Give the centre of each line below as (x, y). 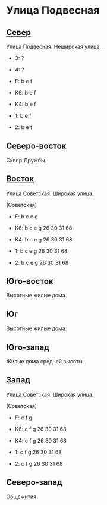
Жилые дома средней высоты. (45, 362)
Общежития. (22, 497)
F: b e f (23, 81)
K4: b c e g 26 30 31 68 (43, 239)
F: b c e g (26, 216)
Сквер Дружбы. (26, 160)
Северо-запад (34, 482)
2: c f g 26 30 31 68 (39, 463)
